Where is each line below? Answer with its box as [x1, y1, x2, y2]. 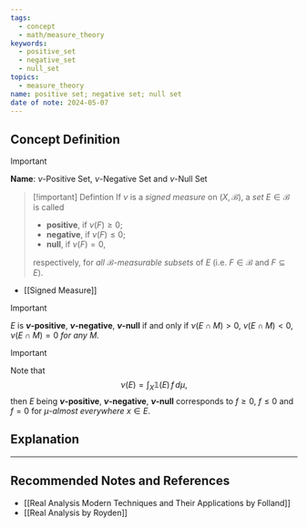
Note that [10, 365, 46, 376]
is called [32, 202, 65, 213]
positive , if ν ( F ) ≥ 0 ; [46, 219, 123, 230]
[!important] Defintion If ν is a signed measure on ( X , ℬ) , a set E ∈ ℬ [32, 192, 291, 203]
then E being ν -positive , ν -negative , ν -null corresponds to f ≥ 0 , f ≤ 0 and [10, 395, 294, 406]
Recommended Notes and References [10, 473, 230, 489]
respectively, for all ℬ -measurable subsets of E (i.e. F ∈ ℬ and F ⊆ [32, 257, 286, 269]
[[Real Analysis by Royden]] [23, 507, 128, 518]
